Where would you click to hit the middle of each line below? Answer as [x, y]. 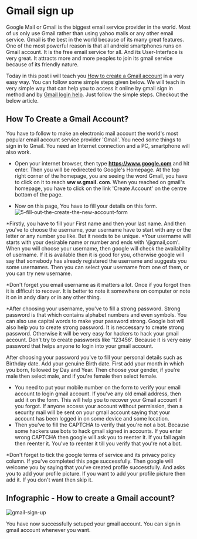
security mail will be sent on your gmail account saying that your [92, 412]
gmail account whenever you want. [48, 530]
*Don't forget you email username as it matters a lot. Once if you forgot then [98, 284]
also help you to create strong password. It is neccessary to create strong [95, 327]
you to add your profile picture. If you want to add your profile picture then [96, 473]
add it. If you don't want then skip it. [50, 480]
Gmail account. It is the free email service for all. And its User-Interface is [95, 52]
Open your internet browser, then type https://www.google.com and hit [102, 163]
